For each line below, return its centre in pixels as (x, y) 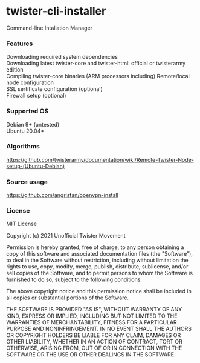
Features (20, 44)
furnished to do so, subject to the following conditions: (74, 279)
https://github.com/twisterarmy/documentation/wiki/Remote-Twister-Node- (100, 159)
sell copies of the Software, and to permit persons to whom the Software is (100, 273)
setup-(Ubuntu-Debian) (36, 166)
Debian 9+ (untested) (33, 124)
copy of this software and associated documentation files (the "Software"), (100, 254)
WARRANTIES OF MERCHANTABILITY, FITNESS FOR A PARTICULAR (92, 322)
